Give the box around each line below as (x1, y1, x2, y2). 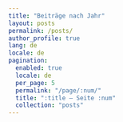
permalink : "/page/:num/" (15, 86, 102, 95)
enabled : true (15, 64, 62, 72)
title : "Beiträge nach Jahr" (8, 11, 105, 20)
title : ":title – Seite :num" (15, 94, 116, 102)
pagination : (8, 57, 48, 65)
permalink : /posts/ (8, 26, 73, 35)
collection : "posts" (15, 101, 84, 109)
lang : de (8, 42, 38, 50)
